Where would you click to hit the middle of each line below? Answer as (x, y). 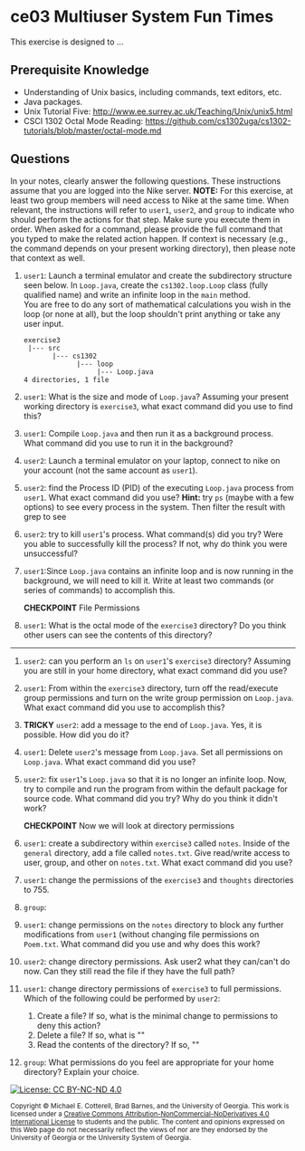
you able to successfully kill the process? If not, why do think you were (155, 543)
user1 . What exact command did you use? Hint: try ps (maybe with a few (159, 497)
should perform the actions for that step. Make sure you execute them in (145, 219)
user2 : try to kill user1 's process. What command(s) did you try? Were (153, 534)
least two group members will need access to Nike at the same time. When (150, 200)
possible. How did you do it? (76, 734)
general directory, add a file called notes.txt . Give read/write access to (157, 852)
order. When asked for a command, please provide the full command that (147, 229)
